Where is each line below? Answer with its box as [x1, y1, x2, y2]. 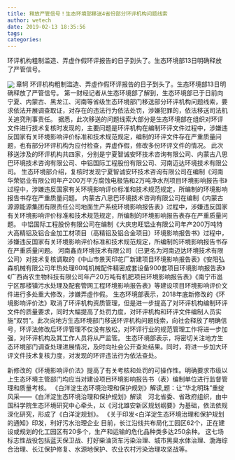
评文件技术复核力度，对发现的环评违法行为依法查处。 [7, 351, 161, 360]
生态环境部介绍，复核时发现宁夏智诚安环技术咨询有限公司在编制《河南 [20, 167, 224, 176]
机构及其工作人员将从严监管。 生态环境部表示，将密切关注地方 [37, 334, 218, 342]
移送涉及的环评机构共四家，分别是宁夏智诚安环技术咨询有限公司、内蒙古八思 [7, 150, 228, 158]
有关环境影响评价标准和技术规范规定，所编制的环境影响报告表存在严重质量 [7, 211, 222, 220]
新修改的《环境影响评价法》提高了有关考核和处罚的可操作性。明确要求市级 [7, 366, 222, 375]
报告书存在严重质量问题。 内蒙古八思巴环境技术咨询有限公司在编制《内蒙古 [7, 194, 224, 202]
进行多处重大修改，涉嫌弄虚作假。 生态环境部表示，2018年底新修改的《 [13, 290, 219, 298]
